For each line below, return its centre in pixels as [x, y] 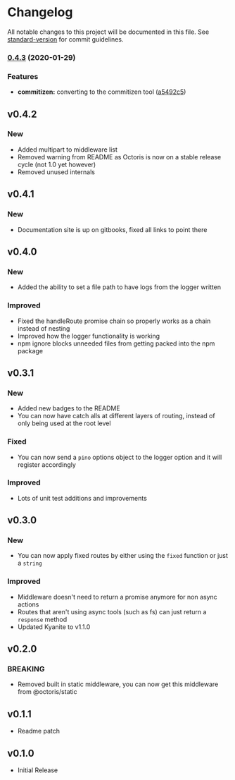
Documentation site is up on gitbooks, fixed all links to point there [112, 229]
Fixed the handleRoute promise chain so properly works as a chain [114, 321]
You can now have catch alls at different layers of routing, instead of [116, 416]
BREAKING [26, 669]
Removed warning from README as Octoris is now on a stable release [119, 157]
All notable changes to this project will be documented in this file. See [108, 32]
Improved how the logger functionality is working [89, 336]
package [30, 351]
